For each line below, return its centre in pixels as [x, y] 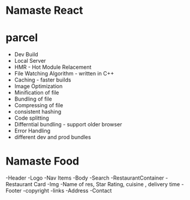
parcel [22, 38]
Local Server [30, 61]
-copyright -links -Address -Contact [67, 191]
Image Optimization [38, 86]
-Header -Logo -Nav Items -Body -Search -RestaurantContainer [85, 178]
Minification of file [37, 93]
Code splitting [31, 118]
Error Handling [32, 131]
